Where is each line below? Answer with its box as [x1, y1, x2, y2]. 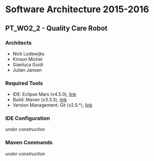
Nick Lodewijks [12, 50, 45, 57]
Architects [5, 39, 32, 46]
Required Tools [5, 79, 43, 87]
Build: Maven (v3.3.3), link [12, 97, 67, 103]
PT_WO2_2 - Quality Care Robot [5, 24, 108, 33]
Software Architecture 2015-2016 [5, 4, 149, 15]
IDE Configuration [5, 115, 50, 122]
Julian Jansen [12, 67, 42, 73]
